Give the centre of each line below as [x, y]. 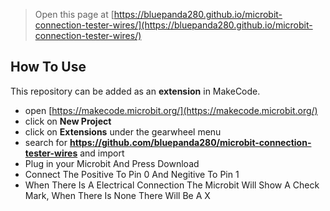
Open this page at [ [74, 14]
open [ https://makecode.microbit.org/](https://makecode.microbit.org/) [171, 110]
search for [46, 142]
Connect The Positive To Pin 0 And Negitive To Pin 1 [132, 174]
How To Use [48, 67]
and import [102, 153]
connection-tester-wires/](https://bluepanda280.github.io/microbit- [173, 25]
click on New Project [68, 121]
